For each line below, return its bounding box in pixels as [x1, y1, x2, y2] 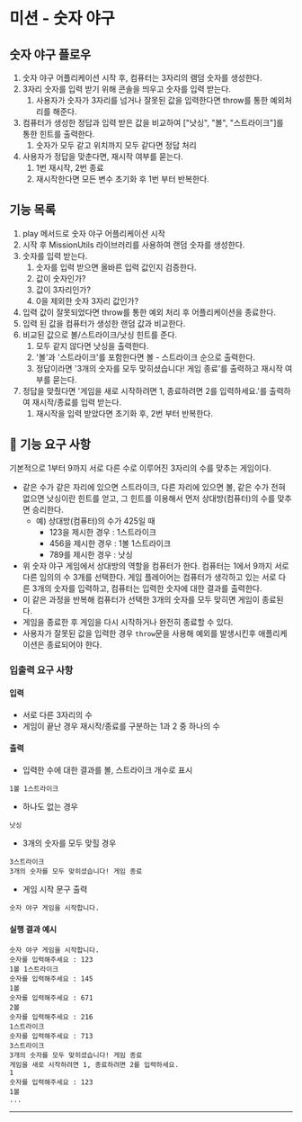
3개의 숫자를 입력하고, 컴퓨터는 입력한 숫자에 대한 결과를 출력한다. [31, 582, 262, 594]
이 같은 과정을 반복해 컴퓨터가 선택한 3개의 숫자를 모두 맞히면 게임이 [22, 594, 261, 605]
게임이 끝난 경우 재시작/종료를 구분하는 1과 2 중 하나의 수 [22, 721, 220, 732]
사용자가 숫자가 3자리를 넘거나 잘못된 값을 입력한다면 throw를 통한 [35, 95, 269, 105]
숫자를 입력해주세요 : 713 [9, 1032, 93, 1041]
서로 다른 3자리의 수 [22, 709, 93, 720]
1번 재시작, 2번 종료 [35, 163, 104, 173]
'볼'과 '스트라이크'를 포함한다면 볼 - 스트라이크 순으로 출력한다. [35, 352, 256, 363]
